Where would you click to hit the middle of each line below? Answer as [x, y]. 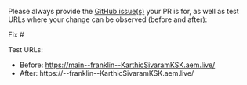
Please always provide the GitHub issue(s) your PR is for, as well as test [123, 11]
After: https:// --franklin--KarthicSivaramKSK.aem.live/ [107, 73]
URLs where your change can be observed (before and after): [108, 19]
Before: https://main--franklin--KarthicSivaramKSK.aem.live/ [117, 65]
